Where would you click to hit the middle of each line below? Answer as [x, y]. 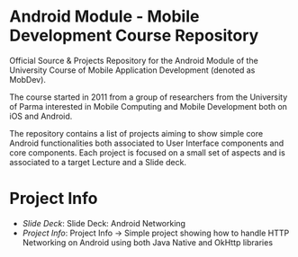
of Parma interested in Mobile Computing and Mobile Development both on [149, 106]
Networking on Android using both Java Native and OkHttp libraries [147, 242]
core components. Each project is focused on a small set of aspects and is [147, 152]
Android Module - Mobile [104, 17]
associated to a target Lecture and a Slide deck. [98, 162]
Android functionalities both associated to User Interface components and [147, 143]
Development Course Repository [134, 35]
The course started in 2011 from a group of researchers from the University [149, 97]
